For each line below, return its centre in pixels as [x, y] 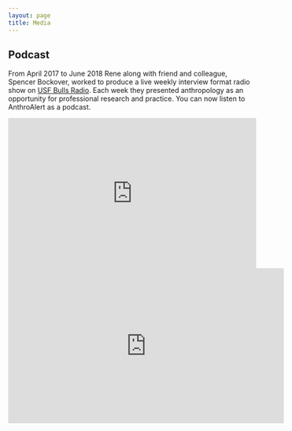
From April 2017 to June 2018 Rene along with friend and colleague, [118, 74]
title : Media [30, 23]
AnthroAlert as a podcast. [50, 107]
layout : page [30, 15]
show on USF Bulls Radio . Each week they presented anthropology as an [126, 91]
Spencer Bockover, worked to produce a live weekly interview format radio [129, 82]
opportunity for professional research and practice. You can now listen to [127, 98]
